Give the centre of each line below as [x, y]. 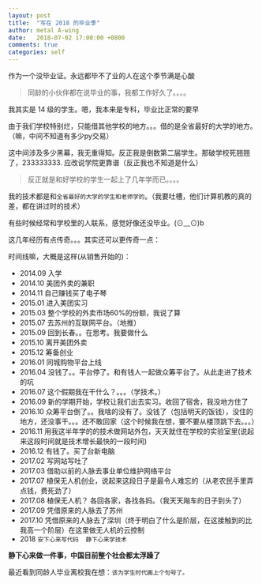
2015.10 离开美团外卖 [54, 342]
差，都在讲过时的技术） [46, 206]
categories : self [37, 52]
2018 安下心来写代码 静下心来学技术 [73, 539]
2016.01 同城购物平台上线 [61, 362]
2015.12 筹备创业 [46, 352]
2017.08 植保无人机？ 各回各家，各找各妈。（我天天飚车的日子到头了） [133, 500]
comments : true [33, 45]
